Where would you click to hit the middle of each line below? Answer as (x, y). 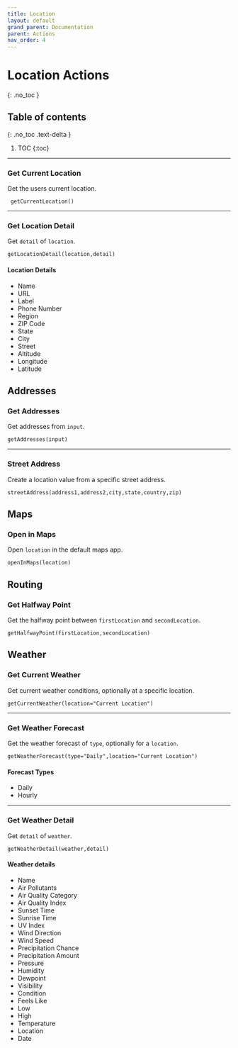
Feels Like (32, 1000)
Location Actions (58, 76)
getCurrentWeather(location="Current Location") (80, 703)
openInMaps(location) (39, 563)
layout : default (31, 21)
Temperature (36, 1023)
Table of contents (47, 117)
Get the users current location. (52, 189)
